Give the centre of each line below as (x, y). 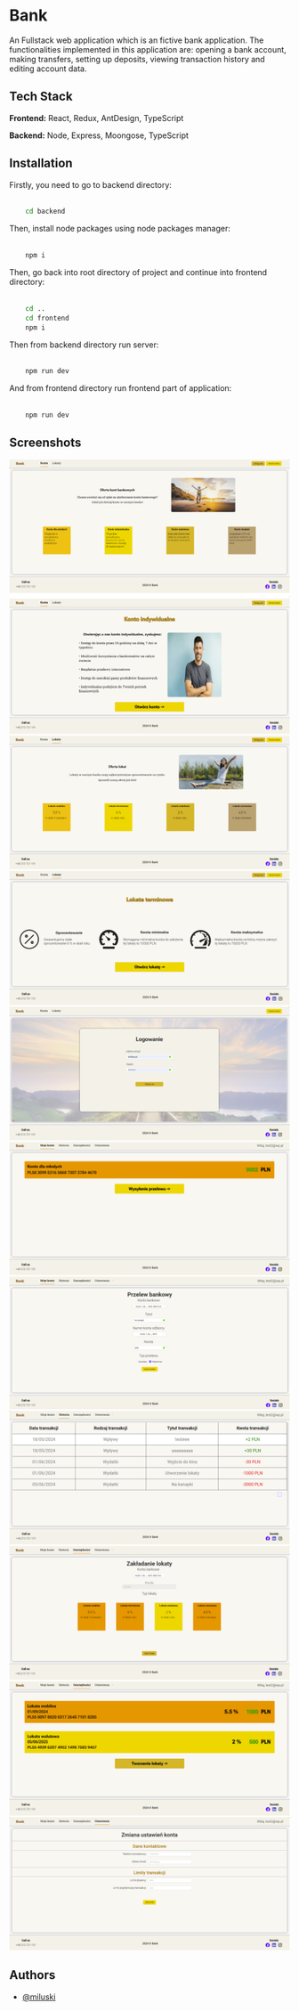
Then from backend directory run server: (84, 345)
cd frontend (47, 318)
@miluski (39, 1997)
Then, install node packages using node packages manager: (120, 229)
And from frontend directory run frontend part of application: (121, 388)
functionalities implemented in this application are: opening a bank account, (148, 49)
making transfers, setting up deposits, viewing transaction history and (137, 59)
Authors (32, 1975)
